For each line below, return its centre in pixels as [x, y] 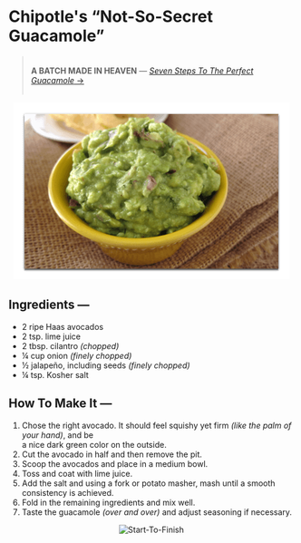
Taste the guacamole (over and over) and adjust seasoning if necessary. [156, 512]
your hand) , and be [58, 435]
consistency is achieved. [68, 492]
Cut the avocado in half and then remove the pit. [112, 454]
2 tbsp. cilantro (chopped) [70, 345]
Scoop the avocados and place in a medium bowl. [115, 463]
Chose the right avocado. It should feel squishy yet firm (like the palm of [156, 425]
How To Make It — [60, 404]
